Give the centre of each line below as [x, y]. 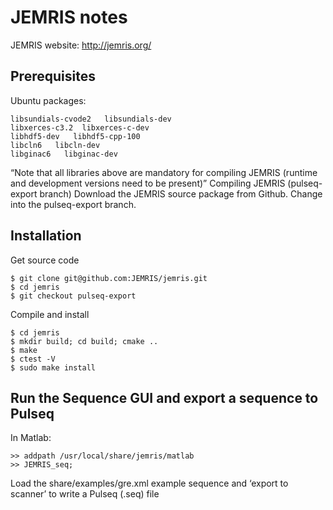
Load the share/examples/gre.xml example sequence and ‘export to [149, 483]
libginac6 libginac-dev [64, 154]
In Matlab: [31, 438]
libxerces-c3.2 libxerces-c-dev [80, 127]
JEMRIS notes [69, 17]
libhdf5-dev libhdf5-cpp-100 [75, 136]
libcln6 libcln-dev [55, 145]
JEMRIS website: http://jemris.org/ [81, 45]
